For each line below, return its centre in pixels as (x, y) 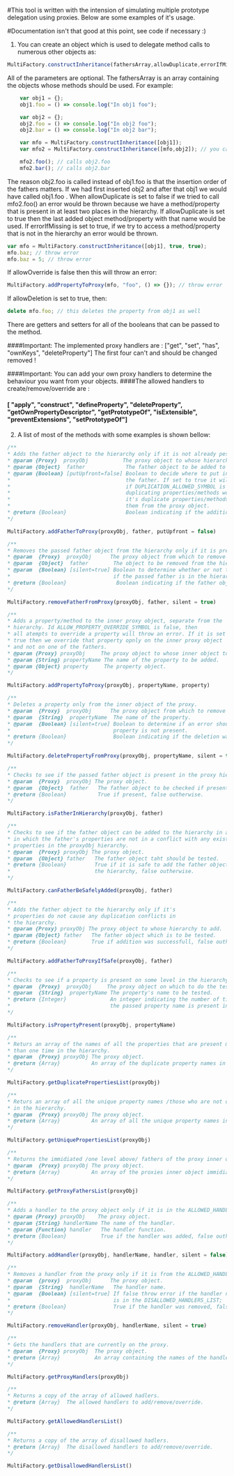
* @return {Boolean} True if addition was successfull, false (110, 942)
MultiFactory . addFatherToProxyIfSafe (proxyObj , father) (90, 961)
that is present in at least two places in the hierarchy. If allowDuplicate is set (116, 211)
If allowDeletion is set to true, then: (57, 298)
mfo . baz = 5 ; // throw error (49, 259)
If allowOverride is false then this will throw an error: (82, 272)
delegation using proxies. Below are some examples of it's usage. (101, 17)
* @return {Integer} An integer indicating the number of (113, 999)
